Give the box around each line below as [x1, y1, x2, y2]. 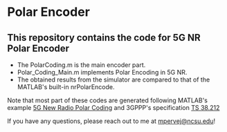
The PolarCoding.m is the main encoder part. [17, 61, 146, 69]
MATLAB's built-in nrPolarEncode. [17, 83, 116, 91]
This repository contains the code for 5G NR [7, 32, 201, 44]
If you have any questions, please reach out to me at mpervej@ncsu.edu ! [7, 117, 216, 125]
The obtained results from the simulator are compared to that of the [17, 75, 210, 84]
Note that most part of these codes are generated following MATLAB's [7, 96, 208, 104]
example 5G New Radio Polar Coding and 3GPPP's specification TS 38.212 [7, 104, 220, 111]
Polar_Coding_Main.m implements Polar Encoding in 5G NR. [17, 68, 188, 76]
